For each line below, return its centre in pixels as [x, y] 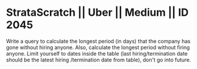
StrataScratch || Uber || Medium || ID [97, 13]
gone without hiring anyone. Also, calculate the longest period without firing [98, 47]
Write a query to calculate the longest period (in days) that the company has [98, 41]
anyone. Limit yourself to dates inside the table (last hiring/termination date [97, 53]
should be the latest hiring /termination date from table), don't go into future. [98, 60]
